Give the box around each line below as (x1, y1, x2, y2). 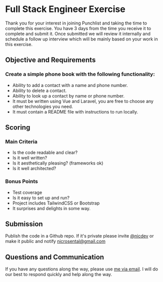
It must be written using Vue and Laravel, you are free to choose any (12, 98, 154, 104)
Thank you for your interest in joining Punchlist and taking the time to (5, 20, 147, 26)
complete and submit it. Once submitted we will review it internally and (5, 30, 151, 36)
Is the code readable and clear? (12, 149, 78, 155)
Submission (5, 220, 43, 228)
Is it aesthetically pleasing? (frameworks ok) (12, 160, 103, 166)
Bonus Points (5, 178, 38, 185)
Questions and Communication (5, 252, 104, 261)
